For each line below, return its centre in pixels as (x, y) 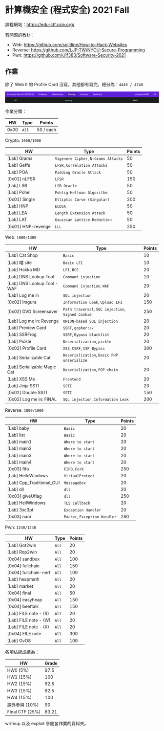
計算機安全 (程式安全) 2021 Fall (67, 10)
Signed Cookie (77, 314)
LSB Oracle (66, 186)
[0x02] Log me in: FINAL (32, 399)
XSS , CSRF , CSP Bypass (84, 348)
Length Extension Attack (80, 213)
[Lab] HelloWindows (28, 476)
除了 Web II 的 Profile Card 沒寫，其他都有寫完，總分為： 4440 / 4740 (74, 84)
